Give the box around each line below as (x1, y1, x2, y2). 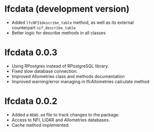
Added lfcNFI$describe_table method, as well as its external (11, 19, 134, 25)
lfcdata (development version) (4, 3, 130, 15)
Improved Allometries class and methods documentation (11, 73, 125, 79)
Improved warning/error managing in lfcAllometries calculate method (11, 78, 150, 84)
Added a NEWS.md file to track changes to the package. (11, 112, 120, 117)
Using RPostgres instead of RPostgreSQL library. (11, 63, 109, 69)
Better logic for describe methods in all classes (11, 30, 106, 36)
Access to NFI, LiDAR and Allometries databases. (11, 117, 110, 123)
